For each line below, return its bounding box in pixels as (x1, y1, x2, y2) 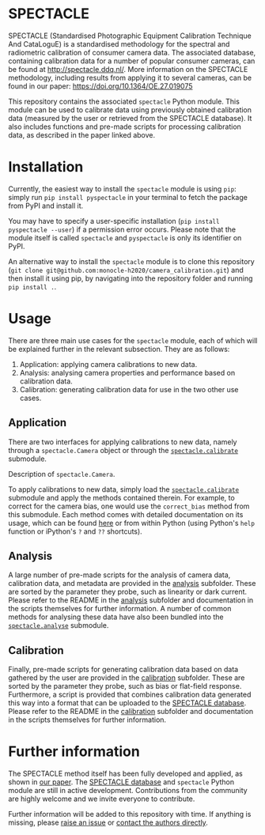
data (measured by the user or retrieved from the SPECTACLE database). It (8, 113, 252, 123)
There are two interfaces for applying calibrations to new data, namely (8, 436, 237, 447)
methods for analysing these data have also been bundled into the (8, 612, 224, 622)
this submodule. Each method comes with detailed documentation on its (8, 509, 244, 519)
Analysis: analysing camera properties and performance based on (19, 368, 236, 377)
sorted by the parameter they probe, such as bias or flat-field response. (8, 682, 242, 691)
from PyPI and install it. (8, 201, 84, 210)
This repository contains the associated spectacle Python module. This (8, 96, 240, 106)
